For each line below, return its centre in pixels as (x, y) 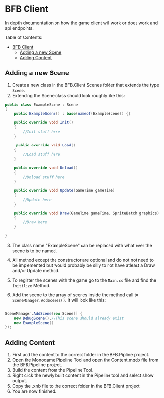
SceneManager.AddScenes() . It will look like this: (59, 300)
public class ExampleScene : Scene (41, 105)
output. (19, 381)
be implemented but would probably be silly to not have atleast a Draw (83, 265)
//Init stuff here (41, 132)
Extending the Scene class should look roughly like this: (68, 95)
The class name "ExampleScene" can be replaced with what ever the (82, 245)
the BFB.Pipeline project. (37, 365)
